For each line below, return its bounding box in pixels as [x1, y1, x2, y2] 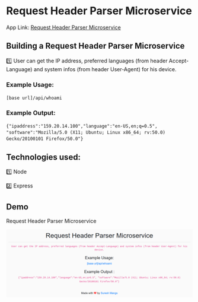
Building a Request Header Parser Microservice [6, 41, 185, 51]
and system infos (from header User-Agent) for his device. [33, 65, 177, 72]
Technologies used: [6, 152, 81, 162]
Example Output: [6, 109, 56, 117]
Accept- [168, 57, 189, 64]
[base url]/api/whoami [6, 95, 62, 101]
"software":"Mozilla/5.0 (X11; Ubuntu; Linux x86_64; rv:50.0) [6, 129, 166, 136]
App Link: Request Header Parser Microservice [6, 24, 122, 31]
